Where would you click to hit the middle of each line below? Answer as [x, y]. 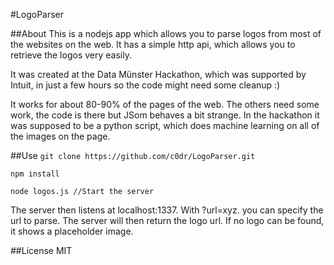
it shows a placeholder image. [72, 231]
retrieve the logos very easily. [71, 55]
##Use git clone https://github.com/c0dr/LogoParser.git [133, 155]
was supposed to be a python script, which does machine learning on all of [165, 125]
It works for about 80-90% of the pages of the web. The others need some [165, 104]
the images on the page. [60, 136]
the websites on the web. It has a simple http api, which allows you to [153, 44]
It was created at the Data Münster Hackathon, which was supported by [158, 74]
